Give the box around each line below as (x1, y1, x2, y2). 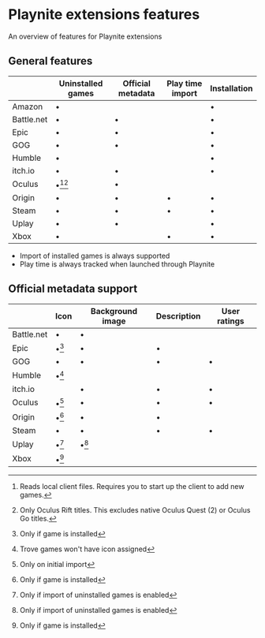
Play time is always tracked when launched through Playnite (19, 259, 215, 269)
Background (90, 305, 138, 316)
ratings (216, 315, 244, 326)
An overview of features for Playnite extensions (8, 32, 162, 41)
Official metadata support (8, 282, 138, 296)
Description (155, 310, 201, 321)
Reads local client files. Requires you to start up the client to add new (19, 481, 244, 491)
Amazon (12, 101, 43, 112)
